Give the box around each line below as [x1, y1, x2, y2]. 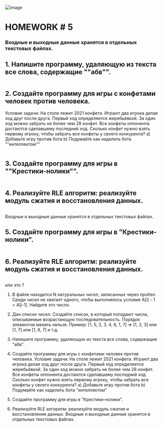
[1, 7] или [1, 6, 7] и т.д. [12, 327, 58, 333]
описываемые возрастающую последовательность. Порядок [12, 316, 140, 322]
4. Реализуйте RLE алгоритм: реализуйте [5, 189, 137, 197]
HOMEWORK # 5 [5, 22, 73, 33]
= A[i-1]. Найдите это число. [12, 302, 71, 308]
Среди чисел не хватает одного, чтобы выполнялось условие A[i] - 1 [12, 297, 155, 302]
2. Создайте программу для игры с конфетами [5, 90, 156, 98]
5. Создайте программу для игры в [5, 228, 118, 236]
